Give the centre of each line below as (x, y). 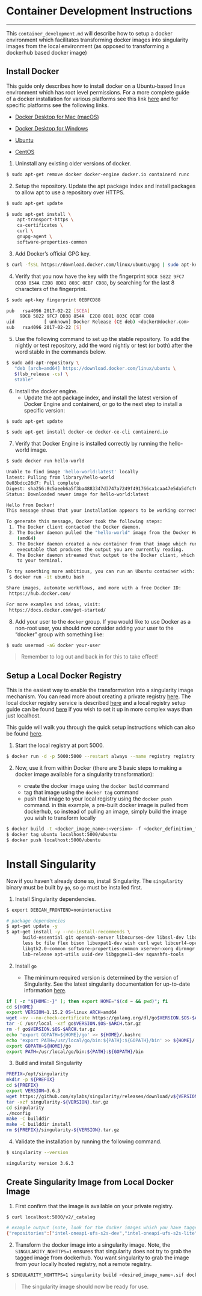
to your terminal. (40, 560)
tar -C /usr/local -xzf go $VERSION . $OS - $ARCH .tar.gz (74, 1024)
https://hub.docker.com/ (40, 594)
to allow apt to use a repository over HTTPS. (70, 192)
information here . (45, 990)
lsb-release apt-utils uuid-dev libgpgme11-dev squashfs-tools (103, 954)
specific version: (44, 410)
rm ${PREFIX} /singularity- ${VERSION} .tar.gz (63, 1130)
